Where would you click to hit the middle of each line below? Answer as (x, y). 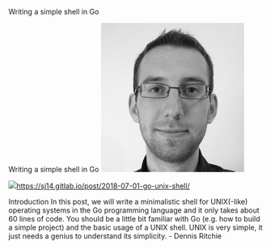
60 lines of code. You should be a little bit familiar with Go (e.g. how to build (134, 219)
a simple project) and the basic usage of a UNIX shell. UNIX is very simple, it (135, 227)
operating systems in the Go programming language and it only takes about (134, 210)
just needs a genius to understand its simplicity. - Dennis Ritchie (115, 236)
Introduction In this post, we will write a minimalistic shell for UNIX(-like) (128, 202)
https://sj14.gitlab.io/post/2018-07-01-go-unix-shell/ (103, 186)
